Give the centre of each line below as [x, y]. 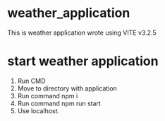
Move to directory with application [67, 88]
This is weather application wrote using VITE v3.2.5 [82, 33]
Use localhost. [38, 110]
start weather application [83, 61]
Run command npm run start [59, 103]
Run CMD [31, 81]
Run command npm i [48, 96]
